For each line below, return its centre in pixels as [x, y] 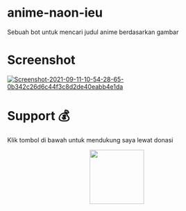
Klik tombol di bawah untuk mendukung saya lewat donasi [90, 140]
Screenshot [41, 60]
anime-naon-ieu [55, 13]
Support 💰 [39, 116]
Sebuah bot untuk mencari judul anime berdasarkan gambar [93, 32]
